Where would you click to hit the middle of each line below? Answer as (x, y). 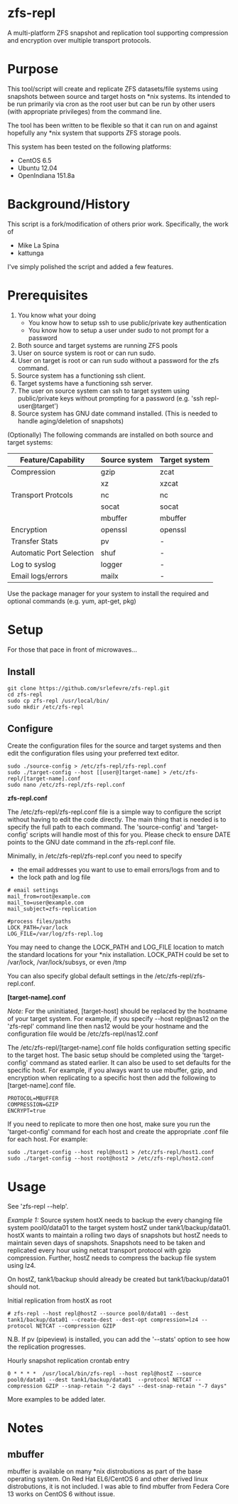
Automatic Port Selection (53, 553)
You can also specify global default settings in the (80, 976)
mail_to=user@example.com (45, 903)
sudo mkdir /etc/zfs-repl (45, 707)
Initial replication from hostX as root (60, 1301)
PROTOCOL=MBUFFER (33, 1098)
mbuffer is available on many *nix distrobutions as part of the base (105, 1471)
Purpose (33, 69)
